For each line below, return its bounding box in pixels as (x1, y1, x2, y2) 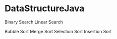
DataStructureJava (4, 3, 85, 14)
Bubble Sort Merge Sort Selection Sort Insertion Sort (4, 28, 112, 34)
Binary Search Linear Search (4, 19, 63, 25)
